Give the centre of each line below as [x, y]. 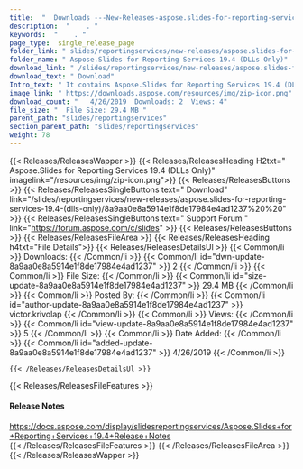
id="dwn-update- [233, 256]
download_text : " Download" [62, 77]
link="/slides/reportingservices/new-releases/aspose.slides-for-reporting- [148, 198]
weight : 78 [30, 135]
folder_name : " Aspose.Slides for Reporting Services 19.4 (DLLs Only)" [149, 60]
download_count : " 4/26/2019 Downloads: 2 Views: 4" [119, 101]
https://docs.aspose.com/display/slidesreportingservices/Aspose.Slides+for [151, 427]
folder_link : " [38, 51]
